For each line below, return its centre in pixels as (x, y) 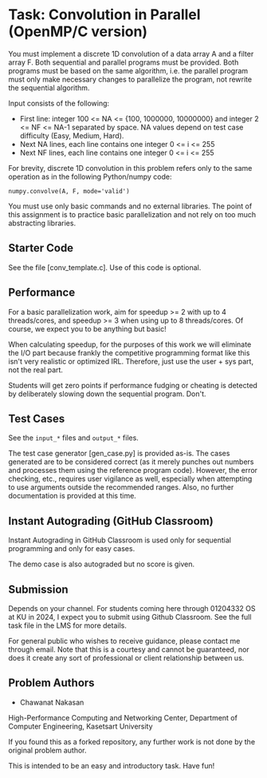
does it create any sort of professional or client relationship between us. (126, 658)
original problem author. (47, 750)
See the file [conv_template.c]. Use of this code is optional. (105, 267)
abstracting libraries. (42, 223)
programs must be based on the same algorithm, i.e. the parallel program (128, 70)
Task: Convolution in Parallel (104, 15)
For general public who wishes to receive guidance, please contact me (124, 641)
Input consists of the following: (59, 103)
